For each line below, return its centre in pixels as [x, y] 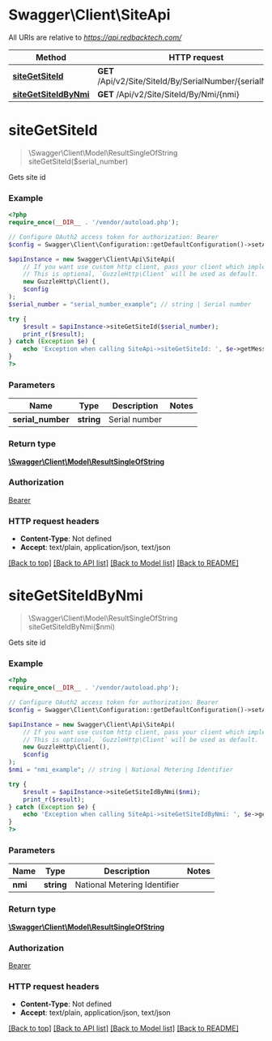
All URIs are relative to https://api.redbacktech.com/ [95, 37]
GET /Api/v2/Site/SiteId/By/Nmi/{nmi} [168, 94]
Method [51, 57]
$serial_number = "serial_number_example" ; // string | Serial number [130, 304]
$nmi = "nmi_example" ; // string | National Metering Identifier [121, 770]
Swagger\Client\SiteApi [89, 15]
